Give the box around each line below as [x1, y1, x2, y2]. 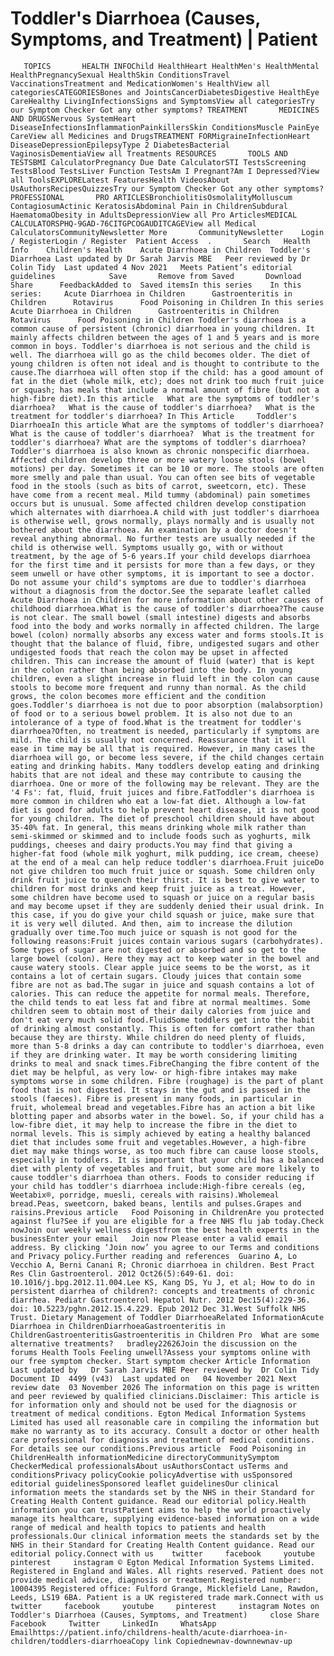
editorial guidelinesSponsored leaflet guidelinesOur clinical [10, 1478, 280, 1489]
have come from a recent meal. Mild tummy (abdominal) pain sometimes [10, 490, 311, 500]
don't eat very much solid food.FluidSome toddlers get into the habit [10, 1015, 315, 1025]
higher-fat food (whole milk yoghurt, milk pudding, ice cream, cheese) [10, 848, 320, 859]
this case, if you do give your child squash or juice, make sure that [10, 910, 315, 920]
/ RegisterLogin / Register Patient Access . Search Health [10, 236, 311, 246]
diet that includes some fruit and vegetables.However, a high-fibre [10, 1137, 307, 1147]
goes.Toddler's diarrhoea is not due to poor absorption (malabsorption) [10, 700, 325, 710]
